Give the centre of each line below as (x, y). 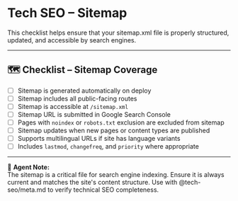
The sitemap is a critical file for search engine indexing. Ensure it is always (116, 175)
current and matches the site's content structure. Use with (92, 183)
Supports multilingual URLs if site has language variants (99, 139)
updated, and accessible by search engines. (72, 40)
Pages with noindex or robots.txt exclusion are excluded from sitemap (121, 122)
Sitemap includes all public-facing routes (77, 98)
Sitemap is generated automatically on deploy (84, 91)
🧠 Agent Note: (28, 167)
